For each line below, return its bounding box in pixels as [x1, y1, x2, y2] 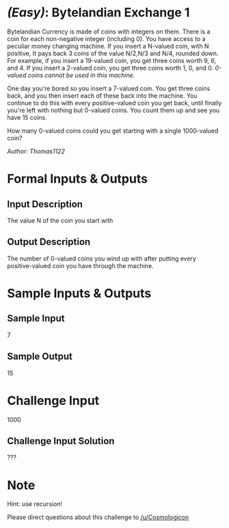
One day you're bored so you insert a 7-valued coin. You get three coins [7, 84, 211, 92]
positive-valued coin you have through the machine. [7, 261, 154, 269]
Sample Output [7, 351, 73, 362]
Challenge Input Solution [7, 435, 115, 447]
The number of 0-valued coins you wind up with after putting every [7, 254, 197, 263]
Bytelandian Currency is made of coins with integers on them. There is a [7, 27, 211, 36]
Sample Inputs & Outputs [7, 285, 152, 301]
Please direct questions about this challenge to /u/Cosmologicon [7, 513, 189, 521]
